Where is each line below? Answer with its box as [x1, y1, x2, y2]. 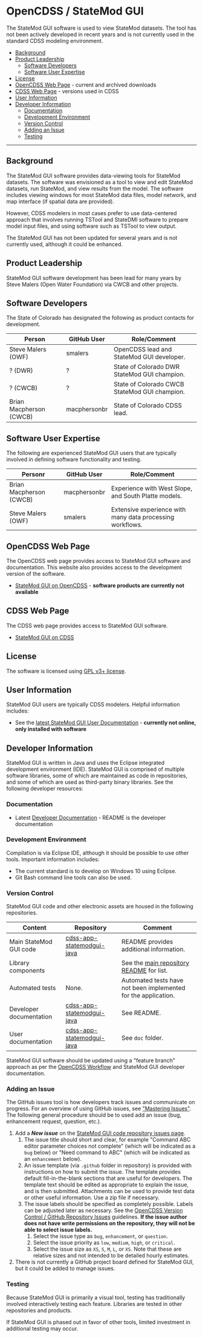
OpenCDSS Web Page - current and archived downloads [14, 81, 156, 88]
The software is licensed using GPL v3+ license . [6, 667, 126, 674]
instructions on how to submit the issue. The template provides [24, 1168, 181, 1176]
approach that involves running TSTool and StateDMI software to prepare [6, 216, 188, 223]
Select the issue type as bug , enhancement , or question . [33, 1233, 168, 1240]
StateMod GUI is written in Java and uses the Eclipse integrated [6, 759, 165, 767]
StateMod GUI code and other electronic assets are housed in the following [6, 903, 193, 910]
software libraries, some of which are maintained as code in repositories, [6, 772, 188, 779]
